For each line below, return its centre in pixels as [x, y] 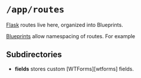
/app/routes [35, 10]
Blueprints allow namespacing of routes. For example [71, 36]
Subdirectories [34, 55]
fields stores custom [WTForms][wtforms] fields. [74, 69]
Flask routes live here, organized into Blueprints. [65, 25]
